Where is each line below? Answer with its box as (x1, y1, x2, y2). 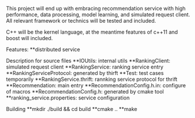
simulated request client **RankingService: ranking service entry (6, 63, 163, 70)
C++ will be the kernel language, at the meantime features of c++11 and (6, 28, 178, 35)
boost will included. (6, 35, 53, 41)
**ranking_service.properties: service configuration (6, 94, 130, 101)
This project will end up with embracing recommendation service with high (6, 5, 186, 12)
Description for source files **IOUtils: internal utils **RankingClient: (6, 58, 170, 64)
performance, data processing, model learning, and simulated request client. (6, 11, 190, 18)
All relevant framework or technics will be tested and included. (6, 17, 156, 24)
